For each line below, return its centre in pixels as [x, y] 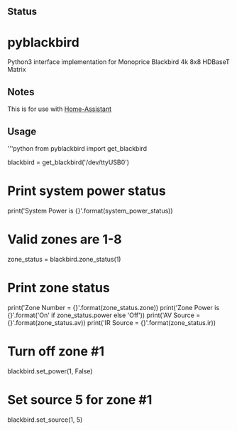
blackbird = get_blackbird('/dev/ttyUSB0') [68, 162]
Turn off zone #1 [56, 351]
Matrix [17, 70]
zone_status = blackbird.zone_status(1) [64, 259]
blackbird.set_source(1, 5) [45, 420]
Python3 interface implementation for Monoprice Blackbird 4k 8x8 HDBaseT [119, 62]
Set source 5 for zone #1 [80, 399]
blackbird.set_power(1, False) [50, 371]
